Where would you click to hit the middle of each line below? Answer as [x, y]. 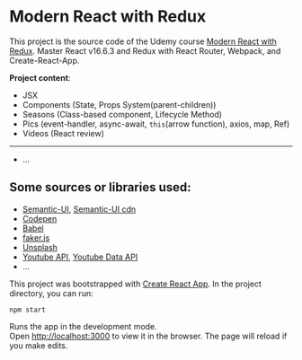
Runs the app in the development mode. [83, 326]
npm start [28, 310]
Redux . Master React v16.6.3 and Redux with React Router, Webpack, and [145, 50]
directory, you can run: [51, 293]
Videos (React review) [63, 133]
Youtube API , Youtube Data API [80, 257]
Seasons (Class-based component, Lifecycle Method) [122, 114]
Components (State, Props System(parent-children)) [119, 104]
